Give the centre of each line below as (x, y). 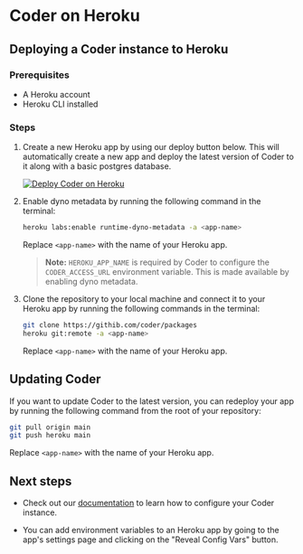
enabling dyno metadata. (91, 282)
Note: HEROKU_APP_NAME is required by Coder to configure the (157, 262)
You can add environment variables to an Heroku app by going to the (151, 531)
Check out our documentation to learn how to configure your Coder (148, 503)
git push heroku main (50, 436)
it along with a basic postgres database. (97, 166)
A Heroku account (56, 94)
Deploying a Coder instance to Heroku (119, 49)
